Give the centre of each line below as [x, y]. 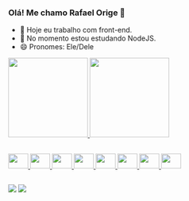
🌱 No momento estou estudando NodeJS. [88, 38]
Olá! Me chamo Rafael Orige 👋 [67, 13]
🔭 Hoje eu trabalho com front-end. [76, 30]
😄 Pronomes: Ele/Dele [56, 47]
